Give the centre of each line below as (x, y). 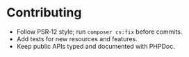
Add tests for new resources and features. (77, 38)
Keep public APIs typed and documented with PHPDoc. (96, 46)
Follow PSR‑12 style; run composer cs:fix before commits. (99, 32)
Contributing (44, 13)
